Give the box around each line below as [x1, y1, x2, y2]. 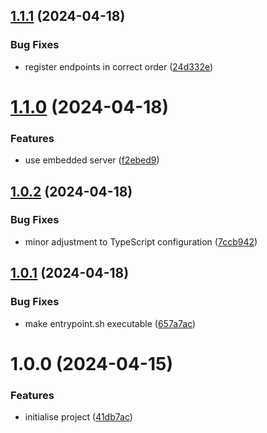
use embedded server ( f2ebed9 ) [24, 154, 160, 166]
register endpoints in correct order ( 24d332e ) [24, 60, 214, 73]
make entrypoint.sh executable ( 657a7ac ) [24, 317, 197, 329]
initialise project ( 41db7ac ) [24, 411, 133, 423]
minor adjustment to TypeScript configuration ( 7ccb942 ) [24, 235, 258, 248]
